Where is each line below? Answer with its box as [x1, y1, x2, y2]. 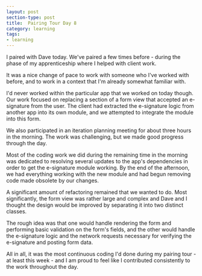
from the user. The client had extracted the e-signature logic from [31, 102, 194, 109]
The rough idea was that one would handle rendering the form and [6, 219, 172, 227]
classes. [6, 208, 27, 215]
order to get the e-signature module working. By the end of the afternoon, [6, 164, 190, 171]
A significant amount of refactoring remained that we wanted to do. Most [6, 189, 188, 196]
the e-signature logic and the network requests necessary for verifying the [6, 233, 192, 239]
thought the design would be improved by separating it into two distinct [6, 201, 184, 209]
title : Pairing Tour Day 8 [6, 20, 77, 26]
